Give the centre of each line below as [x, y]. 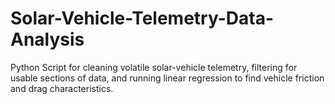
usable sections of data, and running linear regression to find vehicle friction [167, 78]
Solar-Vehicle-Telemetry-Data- [142, 18]
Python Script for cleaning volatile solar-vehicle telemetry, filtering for [154, 67]
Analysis [47, 39]
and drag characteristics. [62, 88]
